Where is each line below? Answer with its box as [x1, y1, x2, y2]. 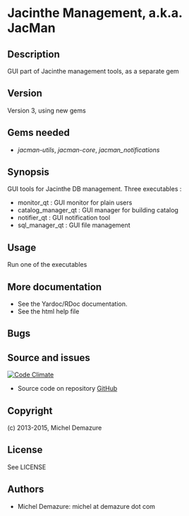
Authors [7, 483, 44, 495]
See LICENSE [7, 462, 47, 471]
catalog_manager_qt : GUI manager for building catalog [17, 206, 178, 214]
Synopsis [7, 166, 49, 178]
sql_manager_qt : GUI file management [17, 221, 130, 229]
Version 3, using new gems [7, 106, 86, 115]
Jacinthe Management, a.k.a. [7, 5, 183, 21]
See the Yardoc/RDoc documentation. [17, 299, 128, 309]
